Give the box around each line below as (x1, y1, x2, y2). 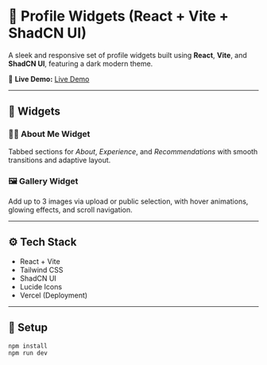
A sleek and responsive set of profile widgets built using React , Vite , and (8, 50, 248, 60)
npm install (8, 342, 48, 350)
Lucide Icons (19, 282, 62, 291)
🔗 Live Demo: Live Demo (8, 74, 90, 83)
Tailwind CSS (19, 265, 64, 274)
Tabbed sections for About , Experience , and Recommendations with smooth (8, 146, 258, 156)
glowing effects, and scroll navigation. (8, 204, 133, 214)
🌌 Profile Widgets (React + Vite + (8, 7, 229, 25)
